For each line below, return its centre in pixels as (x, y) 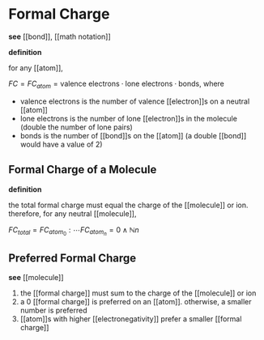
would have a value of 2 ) (61, 144)
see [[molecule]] (36, 278)
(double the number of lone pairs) (77, 127)
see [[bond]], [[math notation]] (60, 36)
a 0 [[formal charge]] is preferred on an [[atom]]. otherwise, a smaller (136, 302)
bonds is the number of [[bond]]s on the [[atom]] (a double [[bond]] (133, 135)
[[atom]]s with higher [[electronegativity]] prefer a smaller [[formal (131, 319)
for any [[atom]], (36, 68)
